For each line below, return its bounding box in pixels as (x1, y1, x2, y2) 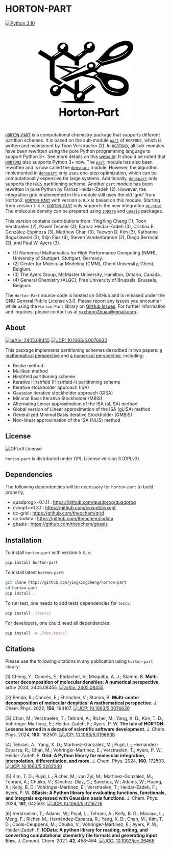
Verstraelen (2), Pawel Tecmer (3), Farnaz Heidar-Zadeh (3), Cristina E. (5, 223, 155, 229)
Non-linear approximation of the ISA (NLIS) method (12, 417, 121, 423)
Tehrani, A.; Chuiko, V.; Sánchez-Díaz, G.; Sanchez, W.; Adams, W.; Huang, (5, 779, 163, 785)
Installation (5, 536, 42, 544)
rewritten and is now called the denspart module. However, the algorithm (5, 164, 158, 170)
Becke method (12, 362, 43, 368)
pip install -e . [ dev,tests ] (5, 630, 67, 636)
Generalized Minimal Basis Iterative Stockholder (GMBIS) (12, 411, 133, 418)
